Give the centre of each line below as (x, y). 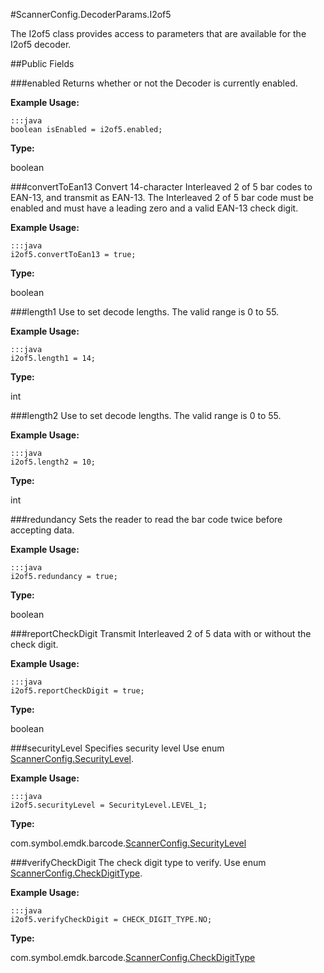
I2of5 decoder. (41, 44)
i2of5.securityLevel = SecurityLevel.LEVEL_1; (109, 805)
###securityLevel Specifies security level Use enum (117, 748)
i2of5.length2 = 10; (53, 462)
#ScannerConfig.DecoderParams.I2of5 (91, 14)
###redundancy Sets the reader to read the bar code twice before (146, 519)
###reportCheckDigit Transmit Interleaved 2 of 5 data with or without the (161, 633)
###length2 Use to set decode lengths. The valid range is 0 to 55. (146, 415)
